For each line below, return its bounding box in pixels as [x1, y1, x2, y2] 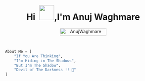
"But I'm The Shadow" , [14, 63, 61, 68]
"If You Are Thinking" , [14, 53, 63, 59]
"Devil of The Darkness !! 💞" [14, 67, 77, 73]
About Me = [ [5, 49, 32, 54]
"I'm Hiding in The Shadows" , [14, 58, 77, 63]
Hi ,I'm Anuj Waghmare [26, 11, 140, 23]
